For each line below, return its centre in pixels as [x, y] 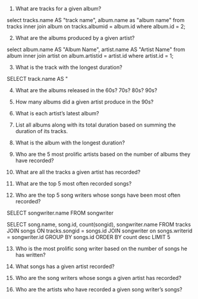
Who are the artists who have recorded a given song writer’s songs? [99, 289]
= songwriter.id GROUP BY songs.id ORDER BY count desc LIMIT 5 [89, 237]
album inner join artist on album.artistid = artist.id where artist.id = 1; [90, 56]
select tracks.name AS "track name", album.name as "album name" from [96, 20]
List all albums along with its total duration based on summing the [95, 125]
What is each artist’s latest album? [57, 113]
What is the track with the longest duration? [69, 67]
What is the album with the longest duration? [70, 143]
